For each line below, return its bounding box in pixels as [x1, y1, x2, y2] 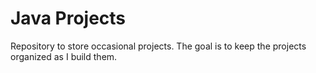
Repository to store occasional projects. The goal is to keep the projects [10, 40, 307, 52]
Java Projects [10, 7, 127, 30]
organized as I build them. [10, 50, 118, 62]
